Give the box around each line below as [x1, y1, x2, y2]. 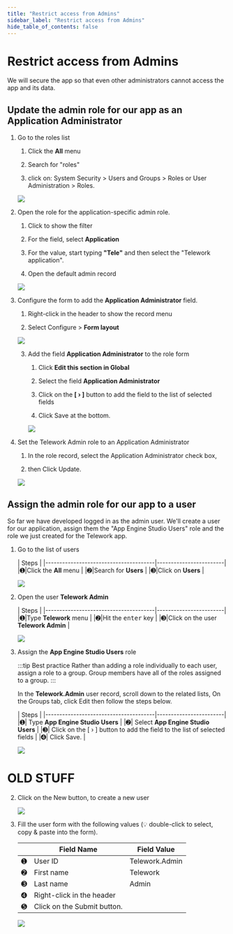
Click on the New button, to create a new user [17, 793, 150, 801]
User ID [33, 856, 59, 866]
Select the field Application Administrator [38, 377, 160, 385]
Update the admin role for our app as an [7, 104, 183, 116]
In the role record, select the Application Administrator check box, [27, 452, 218, 460]
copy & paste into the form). [17, 828, 98, 836]
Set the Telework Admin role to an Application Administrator [17, 438, 190, 447]
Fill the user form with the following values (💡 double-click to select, [17, 820, 213, 828]
